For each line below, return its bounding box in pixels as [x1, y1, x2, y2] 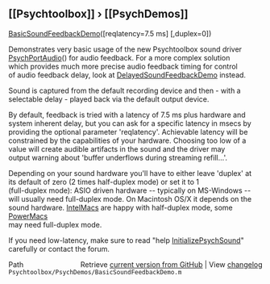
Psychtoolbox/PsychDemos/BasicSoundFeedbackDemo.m [8, 268, 182, 276]
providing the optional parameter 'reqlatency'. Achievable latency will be [8, 127, 248, 136]
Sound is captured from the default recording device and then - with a [8, 86, 241, 95]
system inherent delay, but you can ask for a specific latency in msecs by [8, 118, 251, 128]
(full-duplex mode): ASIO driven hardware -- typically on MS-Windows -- [8, 186, 251, 195]
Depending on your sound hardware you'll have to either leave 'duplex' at [8, 168, 252, 177]
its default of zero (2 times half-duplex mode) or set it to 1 [8, 177, 200, 186]
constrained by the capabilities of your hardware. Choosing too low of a [8, 136, 247, 145]
